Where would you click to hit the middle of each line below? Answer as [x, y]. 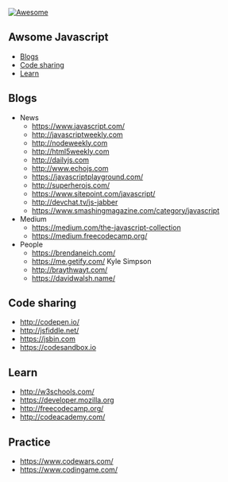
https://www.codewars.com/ [66, 461]
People [31, 244]
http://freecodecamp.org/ [62, 409]
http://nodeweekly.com [70, 142]
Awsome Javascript [58, 37]
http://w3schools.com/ [57, 392]
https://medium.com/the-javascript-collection [106, 227]
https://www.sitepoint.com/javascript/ [93, 193]
